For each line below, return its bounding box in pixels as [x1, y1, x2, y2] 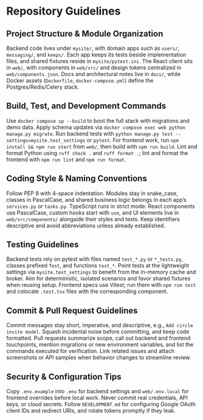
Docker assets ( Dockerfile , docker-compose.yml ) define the [6, 77, 154, 84]
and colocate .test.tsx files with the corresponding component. [6, 287, 168, 295]
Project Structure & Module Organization [6, 29, 163, 39]
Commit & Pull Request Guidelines [6, 305, 138, 315]
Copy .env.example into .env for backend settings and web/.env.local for [6, 388, 190, 395]
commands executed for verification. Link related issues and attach [6, 348, 175, 355]
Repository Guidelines [6, 4, 121, 18]
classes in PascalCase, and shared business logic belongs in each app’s [6, 196, 187, 203]
